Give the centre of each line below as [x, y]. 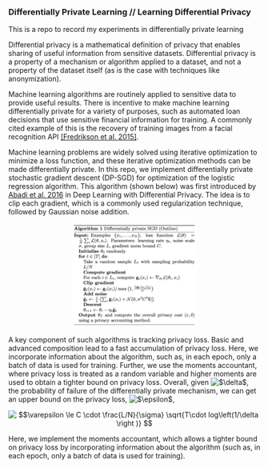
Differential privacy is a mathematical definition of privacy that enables [125, 45]
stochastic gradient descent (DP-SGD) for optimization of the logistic [122, 178]
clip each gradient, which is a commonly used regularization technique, [126, 203]
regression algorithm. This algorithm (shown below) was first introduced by [132, 186]
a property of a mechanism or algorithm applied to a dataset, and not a [125, 62]
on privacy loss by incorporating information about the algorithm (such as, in [134, 447]
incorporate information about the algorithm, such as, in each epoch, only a [133, 357]
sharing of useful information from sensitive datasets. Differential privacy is [132, 54]
